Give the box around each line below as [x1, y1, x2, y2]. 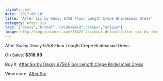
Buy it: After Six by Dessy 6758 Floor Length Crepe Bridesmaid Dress [5, 61, 144, 67]
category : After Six [5, 20, 47, 26]
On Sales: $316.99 [5, 52, 43, 58]
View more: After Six [5, 71, 46, 76]
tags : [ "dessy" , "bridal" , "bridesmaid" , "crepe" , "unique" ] [5, 25, 123, 30]
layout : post [5, 7, 32, 12]
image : [5, 29, 18, 34]
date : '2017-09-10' [5, 12, 45, 16]
